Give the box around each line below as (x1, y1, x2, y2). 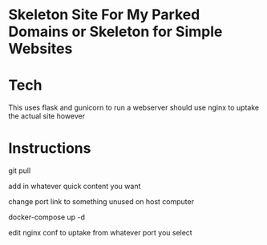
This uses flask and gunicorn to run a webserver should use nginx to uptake (8, 102, 259, 113)
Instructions (8, 139, 91, 158)
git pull (8, 166, 31, 175)
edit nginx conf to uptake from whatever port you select (8, 228, 192, 238)
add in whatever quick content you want (8, 182, 141, 191)
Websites (8, 40, 73, 58)
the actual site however (8, 111, 86, 121)
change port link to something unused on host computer (8, 197, 195, 207)
